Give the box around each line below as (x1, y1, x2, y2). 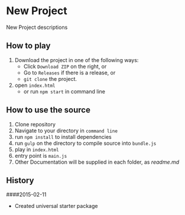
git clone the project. (23, 75, 77, 82)
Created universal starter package (14, 203, 98, 210)
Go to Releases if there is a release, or (23, 69, 116, 76)
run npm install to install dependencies (14, 133, 112, 140)
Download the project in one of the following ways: (14, 56, 139, 63)
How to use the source (6, 105, 90, 115)
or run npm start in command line (23, 87, 105, 95)
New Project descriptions (6, 24, 68, 31)
